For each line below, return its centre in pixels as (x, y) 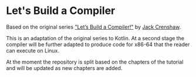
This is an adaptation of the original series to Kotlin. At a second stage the (95, 38)
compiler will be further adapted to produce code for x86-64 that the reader (98, 44)
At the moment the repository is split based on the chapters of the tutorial (95, 62)
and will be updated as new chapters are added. (64, 68)
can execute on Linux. (33, 50)
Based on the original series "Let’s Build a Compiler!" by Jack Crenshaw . (94, 27)
